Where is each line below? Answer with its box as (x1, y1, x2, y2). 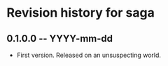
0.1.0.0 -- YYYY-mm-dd (6, 33, 113, 44)
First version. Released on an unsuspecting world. (16, 51, 162, 59)
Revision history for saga (6, 5, 155, 21)
